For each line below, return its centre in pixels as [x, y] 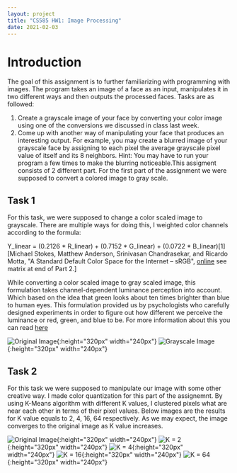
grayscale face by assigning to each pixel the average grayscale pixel [119, 148]
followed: [21, 104]
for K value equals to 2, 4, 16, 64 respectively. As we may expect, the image [117, 418]
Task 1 [21, 200]
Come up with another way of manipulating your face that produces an [121, 133]
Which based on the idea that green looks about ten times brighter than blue [118, 297]
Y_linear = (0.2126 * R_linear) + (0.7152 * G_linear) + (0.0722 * [99, 246]
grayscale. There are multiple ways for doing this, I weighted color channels [118, 225]
